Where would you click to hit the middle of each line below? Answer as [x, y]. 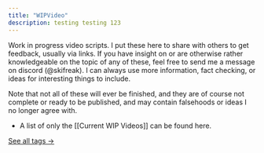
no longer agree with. [43, 110]
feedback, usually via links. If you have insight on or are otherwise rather [126, 53]
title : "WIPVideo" [38, 15]
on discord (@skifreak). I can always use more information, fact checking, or [132, 70]
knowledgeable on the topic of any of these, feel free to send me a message [132, 62]
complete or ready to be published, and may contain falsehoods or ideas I [128, 102]
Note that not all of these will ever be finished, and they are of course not [126, 93]
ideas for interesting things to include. [70, 78]
